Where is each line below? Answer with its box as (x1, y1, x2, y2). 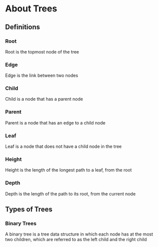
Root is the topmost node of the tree (5, 49, 79, 55)
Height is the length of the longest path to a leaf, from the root (5, 167, 132, 173)
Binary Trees (5, 220, 37, 227)
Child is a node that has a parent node (5, 96, 83, 102)
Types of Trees (5, 205, 53, 214)
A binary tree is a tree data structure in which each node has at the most (5, 231, 153, 237)
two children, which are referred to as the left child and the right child (5, 237, 147, 243)
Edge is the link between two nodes (5, 72, 79, 78)
